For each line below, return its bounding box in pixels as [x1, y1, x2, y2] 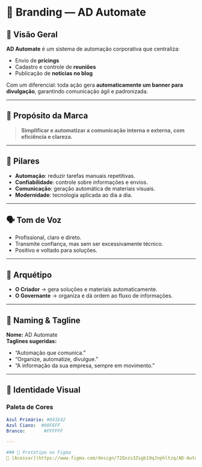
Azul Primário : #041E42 [6, 417, 66, 423]
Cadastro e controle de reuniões [14, 63, 96, 70]
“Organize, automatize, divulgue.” [14, 356, 99, 363]
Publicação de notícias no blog [14, 70, 93, 77]
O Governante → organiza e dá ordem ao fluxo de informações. [14, 292, 173, 299]
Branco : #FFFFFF [6, 428, 63, 434]
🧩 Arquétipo [6, 270, 52, 280]
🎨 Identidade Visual [6, 385, 81, 395]
